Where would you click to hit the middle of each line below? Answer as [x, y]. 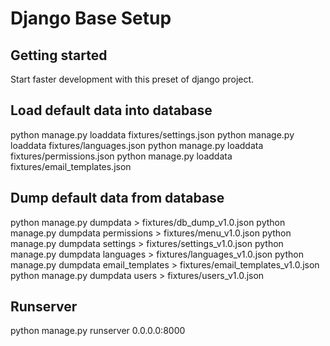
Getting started [59, 55]
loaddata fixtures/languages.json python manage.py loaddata [137, 145]
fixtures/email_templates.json [71, 166]
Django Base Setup [91, 18]
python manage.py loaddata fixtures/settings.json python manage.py [152, 134]
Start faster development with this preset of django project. [132, 79]
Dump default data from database [117, 198]
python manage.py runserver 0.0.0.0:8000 [98, 331]
